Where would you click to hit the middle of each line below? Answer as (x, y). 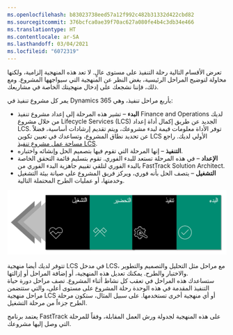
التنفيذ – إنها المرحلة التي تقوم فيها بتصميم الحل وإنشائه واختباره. (100, 151)
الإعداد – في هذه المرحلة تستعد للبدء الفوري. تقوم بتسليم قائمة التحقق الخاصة (118, 158)
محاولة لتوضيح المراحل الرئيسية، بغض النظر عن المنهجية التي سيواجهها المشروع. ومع (117, 79)
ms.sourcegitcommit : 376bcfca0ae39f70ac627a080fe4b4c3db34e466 (101, 22)
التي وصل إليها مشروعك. (39, 324)
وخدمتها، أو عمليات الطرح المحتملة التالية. (71, 180)
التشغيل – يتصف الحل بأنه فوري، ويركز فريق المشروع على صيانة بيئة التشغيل (116, 173)
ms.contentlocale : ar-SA (43, 37)
